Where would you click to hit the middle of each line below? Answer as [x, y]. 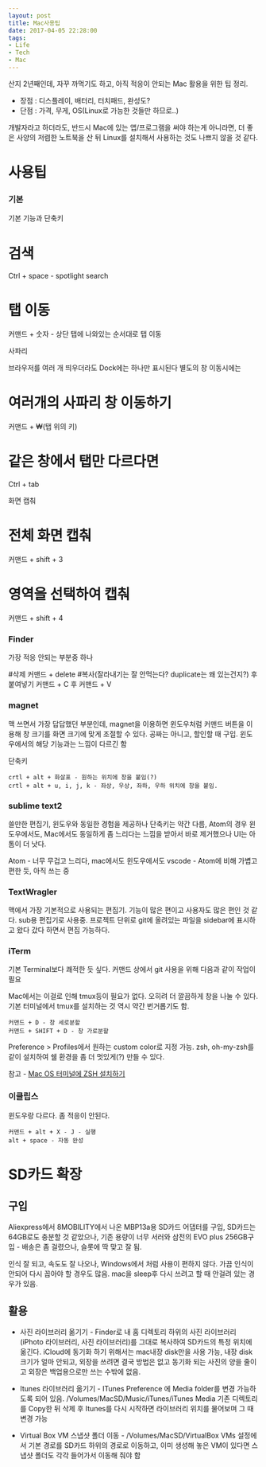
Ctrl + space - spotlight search [58, 276]
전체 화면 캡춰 [50, 536]
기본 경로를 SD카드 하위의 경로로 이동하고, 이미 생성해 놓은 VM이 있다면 [139, 1445]
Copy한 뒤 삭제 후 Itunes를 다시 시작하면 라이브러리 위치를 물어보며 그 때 [141, 1408]
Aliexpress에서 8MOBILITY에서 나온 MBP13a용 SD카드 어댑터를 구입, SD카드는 [132, 1227]
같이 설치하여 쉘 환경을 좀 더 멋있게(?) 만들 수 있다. [87, 1057]
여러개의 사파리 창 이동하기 [90, 403]
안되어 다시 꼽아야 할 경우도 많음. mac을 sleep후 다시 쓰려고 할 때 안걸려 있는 [127, 1274]
